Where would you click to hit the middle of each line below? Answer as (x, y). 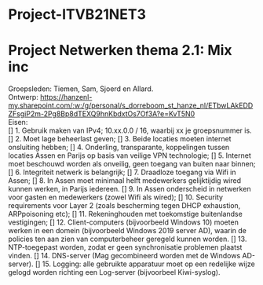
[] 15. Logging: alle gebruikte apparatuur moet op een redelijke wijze (145, 264)
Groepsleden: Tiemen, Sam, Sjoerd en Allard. (81, 89)
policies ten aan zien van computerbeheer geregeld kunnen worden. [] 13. (128, 239)
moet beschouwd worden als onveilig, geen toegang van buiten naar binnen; (132, 164)
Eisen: (18, 122)
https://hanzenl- (66, 97)
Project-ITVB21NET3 (77, 15)
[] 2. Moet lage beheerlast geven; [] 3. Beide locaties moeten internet (120, 139)
